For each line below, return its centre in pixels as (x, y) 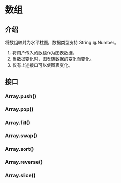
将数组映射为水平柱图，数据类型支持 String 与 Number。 (62, 42)
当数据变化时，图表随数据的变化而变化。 (53, 59)
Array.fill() (18, 123)
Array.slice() (20, 175)
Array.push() (21, 96)
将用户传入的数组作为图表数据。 (44, 53)
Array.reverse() (24, 162)
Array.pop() (19, 109)
